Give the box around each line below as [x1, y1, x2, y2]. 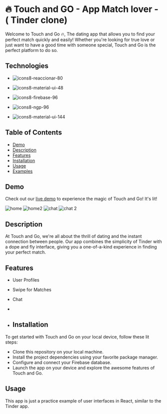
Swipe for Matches [12, 286, 51, 292]
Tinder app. [5, 403, 29, 409]
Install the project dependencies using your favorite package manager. [12, 354, 158, 360]
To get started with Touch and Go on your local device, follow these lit [5, 333, 149, 339]
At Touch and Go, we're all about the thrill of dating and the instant [5, 233, 142, 239]
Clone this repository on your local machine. [12, 348, 104, 354]
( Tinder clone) [5, 14, 67, 26]
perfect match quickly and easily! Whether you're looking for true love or [5, 36, 155, 42]
